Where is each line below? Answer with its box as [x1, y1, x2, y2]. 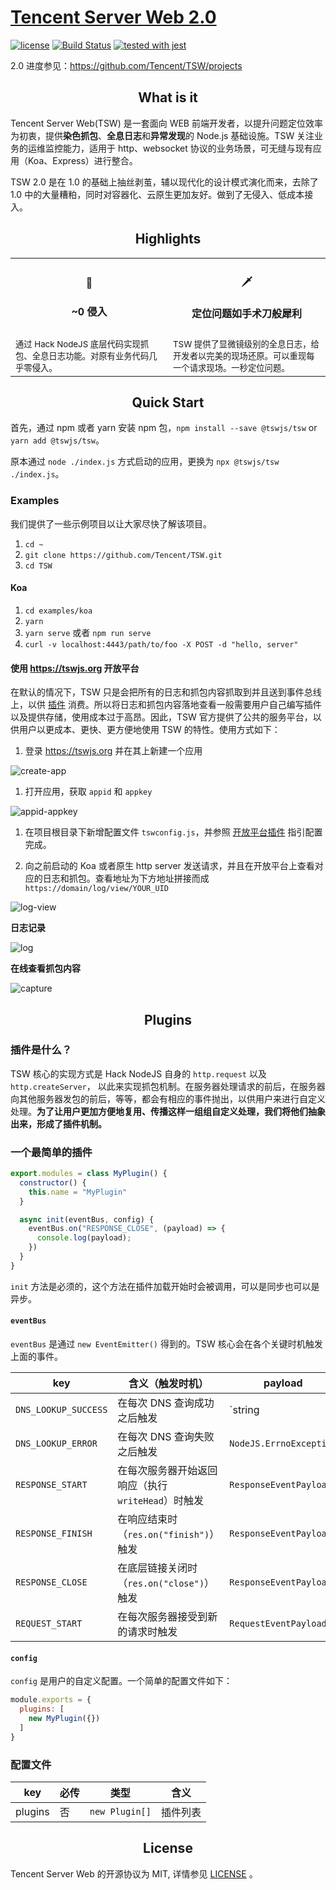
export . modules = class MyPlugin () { [10, 1169, 168, 1179]
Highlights [134, 231, 202, 248]
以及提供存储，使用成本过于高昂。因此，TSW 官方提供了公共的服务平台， [10, 711, 313, 723]
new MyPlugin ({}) [28, 1714, 101, 1724]
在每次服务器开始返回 [117, 1464, 218, 1478]
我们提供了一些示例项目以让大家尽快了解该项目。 [10, 517, 212, 530]
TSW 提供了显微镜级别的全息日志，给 [173, 338, 320, 350]
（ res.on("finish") [117, 1527, 210, 1541]
